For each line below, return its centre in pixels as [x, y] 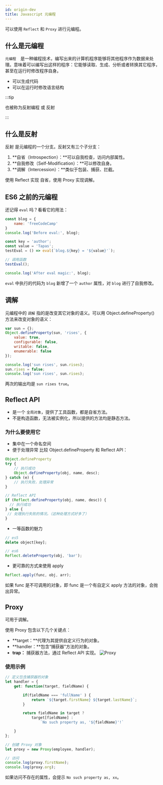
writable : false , [32, 347]
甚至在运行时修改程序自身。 [33, 71]
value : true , [27, 337]
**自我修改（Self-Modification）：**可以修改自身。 [63, 163]
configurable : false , [36, 342]
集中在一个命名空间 [32, 444]
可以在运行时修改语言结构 [38, 88]
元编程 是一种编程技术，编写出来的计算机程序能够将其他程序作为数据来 [77, 59]
